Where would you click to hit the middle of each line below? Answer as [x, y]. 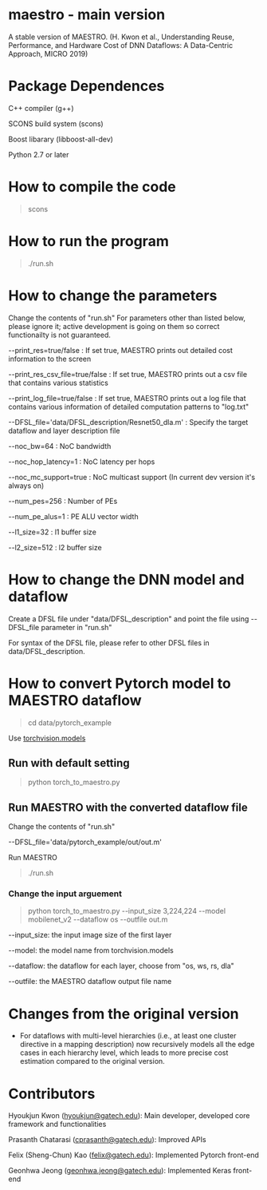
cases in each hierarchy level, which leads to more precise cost [124, 1053]
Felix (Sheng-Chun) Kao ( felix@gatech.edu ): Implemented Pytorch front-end [133, 1155]
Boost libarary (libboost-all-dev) [61, 139]
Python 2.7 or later [39, 154]
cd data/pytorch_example [69, 722]
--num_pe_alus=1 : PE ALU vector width [73, 516]
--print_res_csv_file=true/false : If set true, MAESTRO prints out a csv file [128, 374]
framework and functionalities [57, 1125]
